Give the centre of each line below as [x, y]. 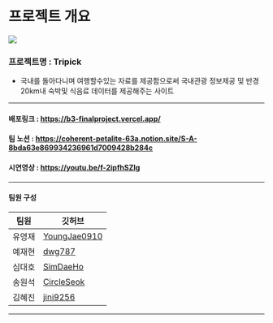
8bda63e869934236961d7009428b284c [80, 148]
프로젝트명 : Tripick [45, 62]
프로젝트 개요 [50, 17]
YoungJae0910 [73, 236]
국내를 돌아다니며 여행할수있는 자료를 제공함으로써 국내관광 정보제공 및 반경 [140, 81]
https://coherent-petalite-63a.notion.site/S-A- [116, 139]
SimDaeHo [63, 266]
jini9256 [59, 297]
